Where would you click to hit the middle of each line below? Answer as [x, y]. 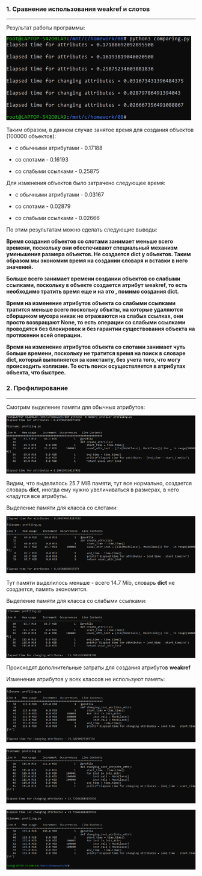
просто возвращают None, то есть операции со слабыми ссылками [96, 323]
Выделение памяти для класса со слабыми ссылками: [76, 601]
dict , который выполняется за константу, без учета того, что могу [93, 360]
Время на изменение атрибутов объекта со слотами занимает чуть [96, 347]
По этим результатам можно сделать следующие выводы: [82, 230]
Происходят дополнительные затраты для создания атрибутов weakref [99, 667]
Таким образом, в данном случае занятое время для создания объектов [100, 130]
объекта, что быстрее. [36, 373]
